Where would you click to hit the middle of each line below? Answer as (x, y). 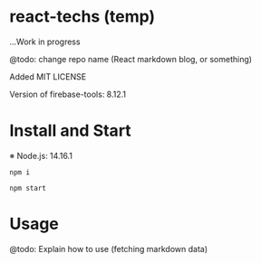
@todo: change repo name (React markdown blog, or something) (130, 59)
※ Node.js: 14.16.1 (41, 155)
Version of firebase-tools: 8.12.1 (68, 94)
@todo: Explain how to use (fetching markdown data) (109, 249)
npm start (28, 188)
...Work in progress (45, 42)
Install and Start (70, 131)
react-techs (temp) (82, 17)
